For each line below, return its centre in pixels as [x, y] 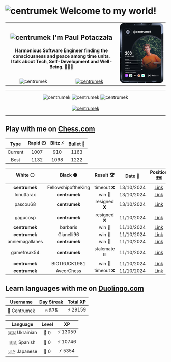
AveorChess [68, 271]
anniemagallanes [25, 242]
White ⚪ [25, 175]
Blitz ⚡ [57, 143]
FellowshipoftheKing [69, 187]
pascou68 [25, 204]
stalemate [105, 249]
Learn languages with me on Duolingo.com [75, 288]
